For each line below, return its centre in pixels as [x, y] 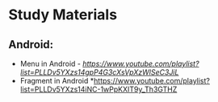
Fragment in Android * [57, 81]
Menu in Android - [50, 63]
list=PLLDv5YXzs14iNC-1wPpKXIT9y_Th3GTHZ [99, 89]
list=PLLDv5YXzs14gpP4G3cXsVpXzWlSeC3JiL [99, 72]
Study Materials [63, 15]
